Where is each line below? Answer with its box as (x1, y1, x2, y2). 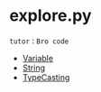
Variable (22, 52, 54, 63)
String (22, 62, 46, 73)
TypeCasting (22, 71, 70, 82)
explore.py (9, 5, 92, 26)
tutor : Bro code (9, 35, 69, 46)
